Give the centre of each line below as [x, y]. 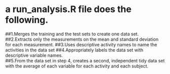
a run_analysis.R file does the [68, 9]
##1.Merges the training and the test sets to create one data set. [72, 34]
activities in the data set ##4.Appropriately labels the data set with [74, 50]
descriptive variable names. [34, 55]
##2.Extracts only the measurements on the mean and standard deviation [82, 39]
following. [27, 20]
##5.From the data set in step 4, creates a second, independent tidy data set [85, 60]
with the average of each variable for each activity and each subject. [77, 66]
